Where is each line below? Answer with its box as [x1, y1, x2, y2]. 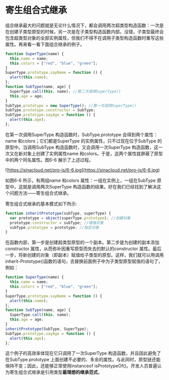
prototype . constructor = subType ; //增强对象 [10, 220, 104, 225]
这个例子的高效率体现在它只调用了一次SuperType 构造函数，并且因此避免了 [5, 350, 161, 356]
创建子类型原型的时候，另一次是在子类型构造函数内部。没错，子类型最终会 [9, 28, 164, 34]
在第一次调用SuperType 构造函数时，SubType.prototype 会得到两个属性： [5, 131, 158, 137]
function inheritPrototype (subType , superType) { [5, 211, 112, 216]
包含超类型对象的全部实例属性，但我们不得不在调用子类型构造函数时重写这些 [5, 35, 164, 41]
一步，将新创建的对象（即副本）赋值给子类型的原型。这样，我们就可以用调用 [5, 252, 164, 258]
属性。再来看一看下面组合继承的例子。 [5, 41, 84, 47]
